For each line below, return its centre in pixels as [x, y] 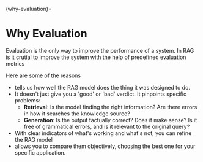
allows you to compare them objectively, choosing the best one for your [105, 146]
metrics [15, 63]
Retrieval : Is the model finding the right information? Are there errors [110, 107]
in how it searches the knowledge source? [77, 114]
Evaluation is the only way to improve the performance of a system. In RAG [100, 50]
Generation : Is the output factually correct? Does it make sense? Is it [110, 120]
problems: [27, 100]
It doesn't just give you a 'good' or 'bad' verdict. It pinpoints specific [101, 94]
